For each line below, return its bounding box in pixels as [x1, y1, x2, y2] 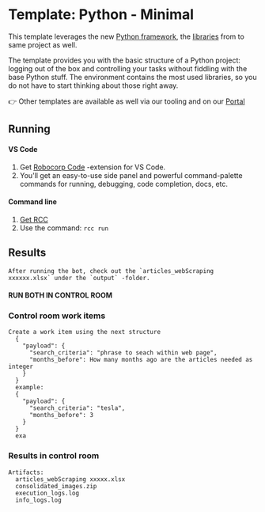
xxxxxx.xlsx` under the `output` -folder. [8, 274, 150, 282]
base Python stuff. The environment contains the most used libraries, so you [8, 72, 257, 82]
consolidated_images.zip [15, 482, 97, 490]
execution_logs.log [15, 489, 80, 497]
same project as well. [8, 40, 78, 49]
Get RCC [19, 214, 49, 224]
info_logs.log [15, 496, 62, 504]
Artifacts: [8, 468, 44, 476]
